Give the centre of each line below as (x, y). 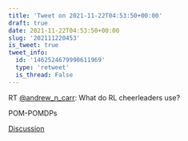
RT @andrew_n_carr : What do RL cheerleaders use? (94, 97)
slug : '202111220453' (44, 38)
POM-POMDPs (33, 113)
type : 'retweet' (42, 68)
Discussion (26, 128)
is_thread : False (44, 75)
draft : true (28, 23)
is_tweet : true (34, 45)
